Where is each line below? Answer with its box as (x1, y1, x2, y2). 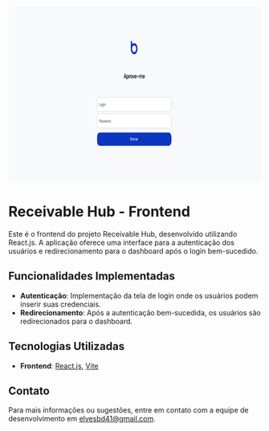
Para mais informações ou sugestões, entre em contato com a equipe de (8, 405, 249, 415)
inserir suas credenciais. (19, 299, 102, 309)
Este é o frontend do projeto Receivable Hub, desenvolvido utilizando (8, 229, 238, 238)
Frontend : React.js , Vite (19, 360, 99, 371)
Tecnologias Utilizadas (8, 340, 125, 353)
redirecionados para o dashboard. (19, 316, 133, 326)
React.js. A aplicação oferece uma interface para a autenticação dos (8, 238, 235, 247)
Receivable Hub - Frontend (8, 203, 191, 221)
